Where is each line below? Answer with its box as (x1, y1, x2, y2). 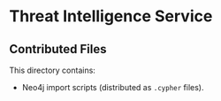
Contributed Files (9, 42, 108, 57)
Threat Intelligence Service (9, 6, 213, 27)
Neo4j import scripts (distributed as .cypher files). (21, 82, 204, 92)
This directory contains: (9, 65, 95, 75)
